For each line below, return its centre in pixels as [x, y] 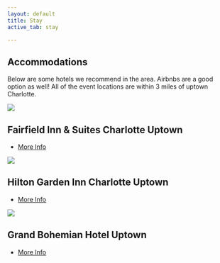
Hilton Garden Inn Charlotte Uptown [88, 183]
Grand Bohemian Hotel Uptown [77, 235]
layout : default [31, 14]
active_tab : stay [33, 27]
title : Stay [25, 21]
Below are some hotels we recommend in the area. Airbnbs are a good [110, 79]
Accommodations [48, 62]
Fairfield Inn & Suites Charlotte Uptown [95, 129]
